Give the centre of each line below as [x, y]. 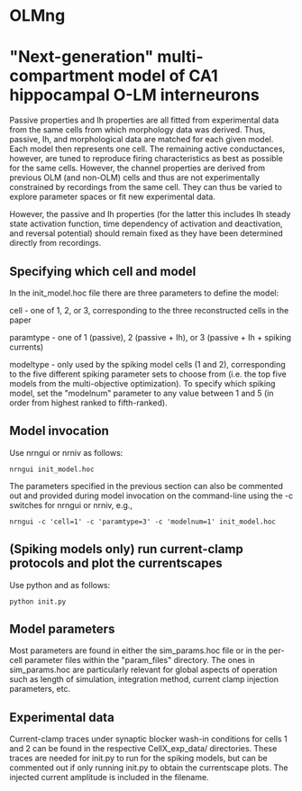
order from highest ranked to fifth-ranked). [89, 403]
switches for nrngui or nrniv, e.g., [71, 505]
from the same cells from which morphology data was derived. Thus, [137, 130]
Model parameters [62, 628]
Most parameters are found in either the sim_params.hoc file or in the [138, 650]
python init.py [38, 601]
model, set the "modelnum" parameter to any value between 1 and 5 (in [142, 393]
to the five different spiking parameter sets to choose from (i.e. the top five [148, 374]
